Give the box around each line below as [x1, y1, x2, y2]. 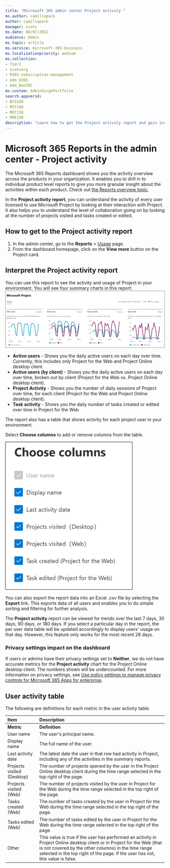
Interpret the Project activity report [5, 266, 118, 275]
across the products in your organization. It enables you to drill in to [5, 175, 146, 182]
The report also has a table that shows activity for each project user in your [5, 416, 162, 423]
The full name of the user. [39, 740, 93, 747]
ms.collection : [5, 56, 37, 61]
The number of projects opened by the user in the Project [39, 763, 159, 769]
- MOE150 [5, 115, 24, 120]
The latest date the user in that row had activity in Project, [39, 750, 159, 757]
